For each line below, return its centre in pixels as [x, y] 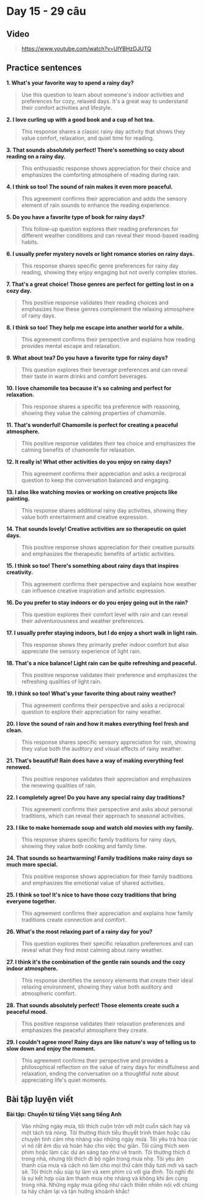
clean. [15, 730]
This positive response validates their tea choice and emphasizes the [108, 443]
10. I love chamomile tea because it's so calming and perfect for [89, 388]
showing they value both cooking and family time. [84, 846]
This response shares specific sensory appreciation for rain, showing [108, 742]
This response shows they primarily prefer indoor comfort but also [105, 644]
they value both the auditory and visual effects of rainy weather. [102, 748]
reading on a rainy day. [36, 156]
